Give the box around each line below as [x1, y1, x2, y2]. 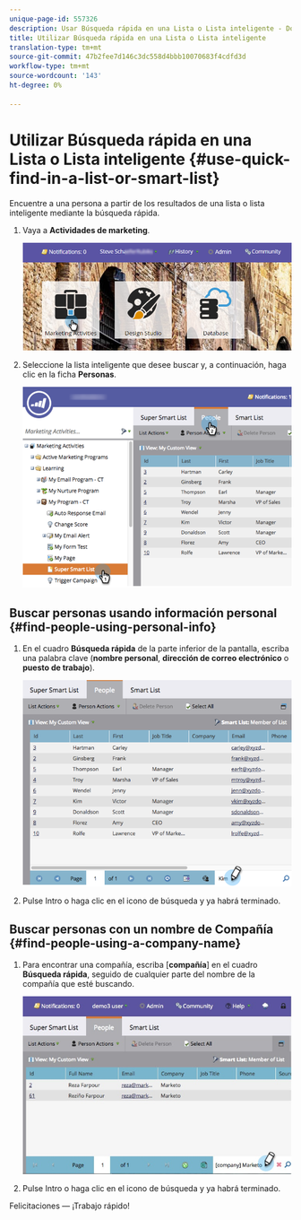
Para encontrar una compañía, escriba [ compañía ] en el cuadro [21, 960, 258, 971]
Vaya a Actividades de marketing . [21, 224, 150, 235]
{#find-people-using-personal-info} [9, 619, 217, 634]
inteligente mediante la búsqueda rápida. [9, 207, 160, 218]
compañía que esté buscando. [21, 979, 135, 989]
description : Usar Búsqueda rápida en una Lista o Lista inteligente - [9, 23, 282, 33]
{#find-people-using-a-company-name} [9, 936, 242, 951]
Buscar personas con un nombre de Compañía [9, 921, 274, 937]
